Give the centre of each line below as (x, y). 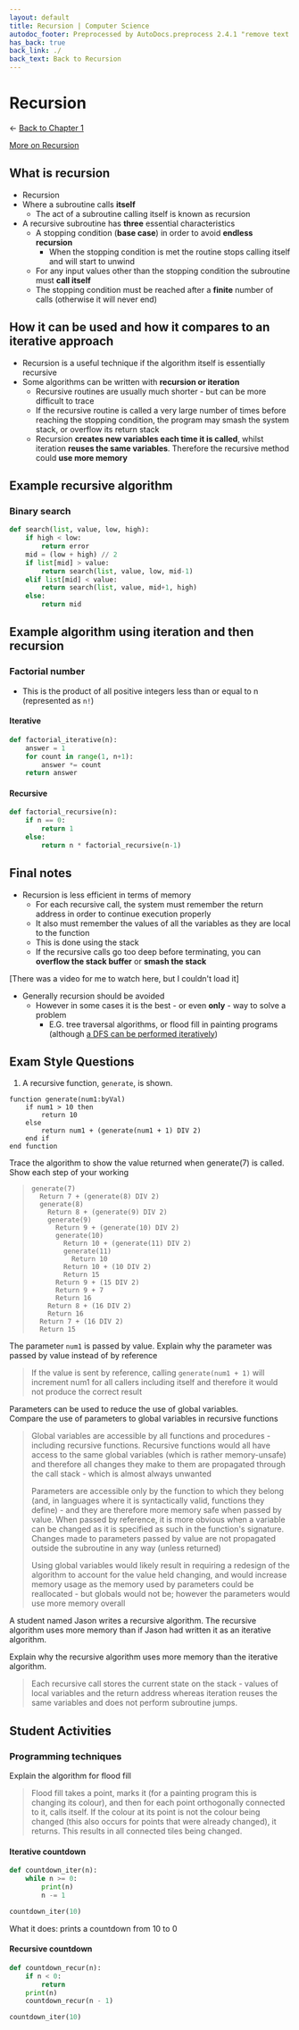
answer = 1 (46, 748)
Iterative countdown (48, 1851)
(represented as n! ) (58, 700)
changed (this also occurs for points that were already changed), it (154, 1822)
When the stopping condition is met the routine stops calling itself (170, 252)
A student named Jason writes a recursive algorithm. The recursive (133, 1621)
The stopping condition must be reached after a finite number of (154, 289)
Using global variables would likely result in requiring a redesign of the (160, 1566)
